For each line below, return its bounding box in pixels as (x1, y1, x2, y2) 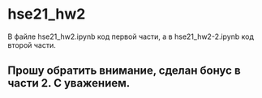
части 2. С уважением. (7, 76, 131, 90)
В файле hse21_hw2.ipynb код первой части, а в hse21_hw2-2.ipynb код (7, 32, 255, 41)
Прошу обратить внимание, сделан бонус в (7, 64, 241, 78)
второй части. (7, 40, 56, 49)
